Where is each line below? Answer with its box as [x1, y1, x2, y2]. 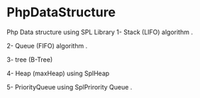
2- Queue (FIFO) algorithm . [6, 41, 88, 50]
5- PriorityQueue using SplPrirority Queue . [6, 82, 133, 91]
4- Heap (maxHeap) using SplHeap [6, 69, 110, 77]
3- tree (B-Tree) [6, 55, 53, 64]
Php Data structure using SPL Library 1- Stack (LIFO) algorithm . [6, 28, 193, 36]
